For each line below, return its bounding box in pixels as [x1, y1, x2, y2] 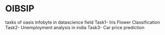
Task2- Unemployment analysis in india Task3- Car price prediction [5, 24, 144, 30]
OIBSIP [5, 3, 35, 14]
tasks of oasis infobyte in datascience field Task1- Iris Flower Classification [5, 19, 160, 25]
